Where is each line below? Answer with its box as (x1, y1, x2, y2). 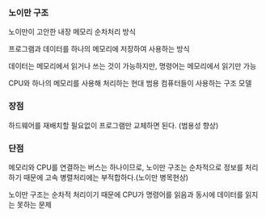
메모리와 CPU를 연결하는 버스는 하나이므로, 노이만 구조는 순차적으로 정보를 (8, 162, 244, 172)
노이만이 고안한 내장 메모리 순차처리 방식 (8, 27, 136, 37)
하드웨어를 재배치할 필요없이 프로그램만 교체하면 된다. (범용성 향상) (8, 120, 219, 130)
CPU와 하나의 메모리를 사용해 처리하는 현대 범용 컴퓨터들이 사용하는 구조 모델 (8, 78, 252, 88)
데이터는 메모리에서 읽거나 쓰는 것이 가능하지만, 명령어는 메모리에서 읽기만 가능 (8, 61, 257, 71)
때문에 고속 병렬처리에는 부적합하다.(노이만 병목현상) (23, 172, 188, 182)
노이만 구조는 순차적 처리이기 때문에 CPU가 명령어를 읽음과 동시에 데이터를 (8, 190, 244, 199)
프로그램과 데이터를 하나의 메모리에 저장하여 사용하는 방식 (8, 44, 190, 54)
